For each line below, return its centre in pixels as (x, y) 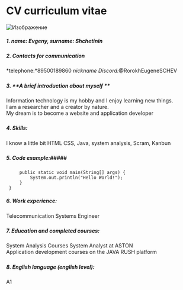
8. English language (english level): (50, 267)
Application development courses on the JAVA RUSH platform (81, 252)
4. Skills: (17, 128)
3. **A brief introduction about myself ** (58, 86)
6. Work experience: (32, 201)
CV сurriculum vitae (57, 11)
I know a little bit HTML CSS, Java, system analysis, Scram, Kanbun (89, 143)
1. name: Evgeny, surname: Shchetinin (54, 41)
